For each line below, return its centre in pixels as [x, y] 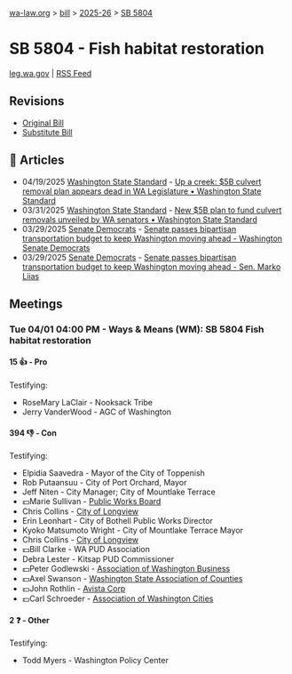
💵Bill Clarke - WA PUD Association [86, 550]
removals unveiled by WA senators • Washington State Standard [139, 219]
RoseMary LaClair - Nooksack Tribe [87, 403]
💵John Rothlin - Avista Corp [74, 589]
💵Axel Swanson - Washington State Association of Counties [132, 579]
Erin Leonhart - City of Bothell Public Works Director [117, 521]
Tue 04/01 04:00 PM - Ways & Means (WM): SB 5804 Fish [137, 329]
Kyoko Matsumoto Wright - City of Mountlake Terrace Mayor [133, 530]
